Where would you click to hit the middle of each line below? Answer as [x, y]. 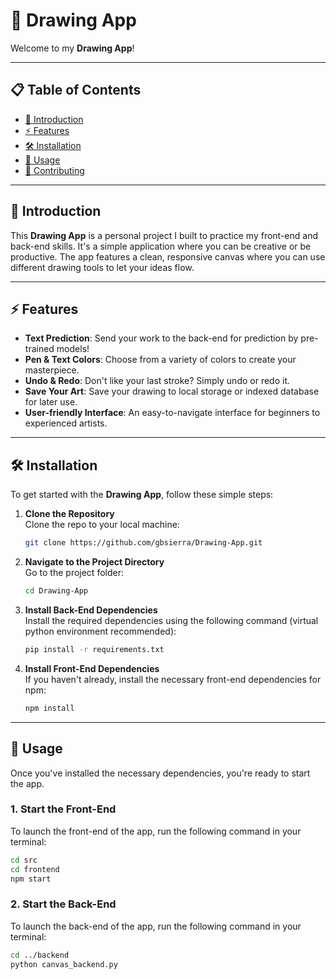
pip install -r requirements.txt [94, 649]
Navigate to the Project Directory [94, 562]
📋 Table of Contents [76, 90]
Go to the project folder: [74, 573]
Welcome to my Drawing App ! [72, 48]
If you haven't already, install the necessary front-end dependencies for [173, 679]
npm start [31, 879]
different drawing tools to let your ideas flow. [102, 267]
